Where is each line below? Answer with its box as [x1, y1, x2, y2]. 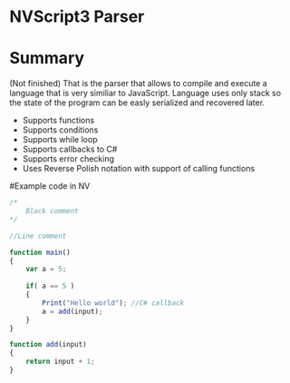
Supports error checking [22, 153, 115, 164]
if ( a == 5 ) [25, 281, 75, 291]
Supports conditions [22, 124, 99, 135]
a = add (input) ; [42, 307, 103, 316]
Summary [9, 48, 84, 69]
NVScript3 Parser [9, 6, 145, 27]
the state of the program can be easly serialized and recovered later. [9, 97, 266, 108]
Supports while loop [22, 134, 98, 145]
